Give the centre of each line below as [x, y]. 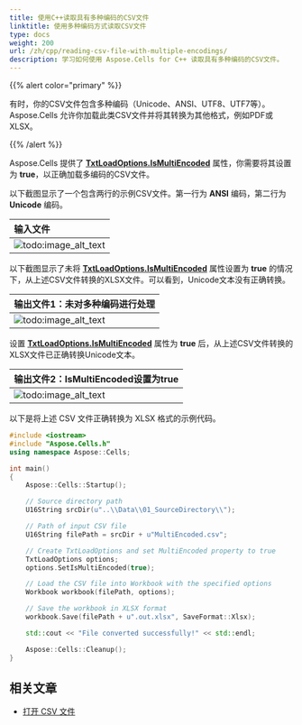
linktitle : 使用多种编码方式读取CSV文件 [78, 26]
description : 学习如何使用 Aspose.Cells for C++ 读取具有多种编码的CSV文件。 [146, 60]
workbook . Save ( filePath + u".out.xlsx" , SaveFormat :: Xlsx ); [141, 617]
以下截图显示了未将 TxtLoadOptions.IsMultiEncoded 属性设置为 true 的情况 [151, 268]
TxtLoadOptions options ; [72, 559]
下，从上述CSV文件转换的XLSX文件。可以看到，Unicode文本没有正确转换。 [150, 280]
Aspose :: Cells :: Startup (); [76, 485]
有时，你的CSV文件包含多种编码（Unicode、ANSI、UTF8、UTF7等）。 [140, 104]
